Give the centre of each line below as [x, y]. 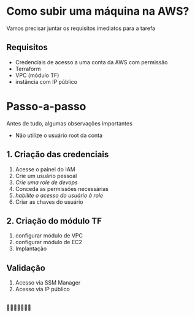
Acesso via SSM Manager [48, 283]
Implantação [31, 248]
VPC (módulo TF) [37, 75]
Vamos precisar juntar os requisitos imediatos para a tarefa [81, 28]
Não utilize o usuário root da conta [59, 135]
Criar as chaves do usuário [49, 202]
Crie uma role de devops [46, 182]
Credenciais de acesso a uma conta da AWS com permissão [91, 62]
